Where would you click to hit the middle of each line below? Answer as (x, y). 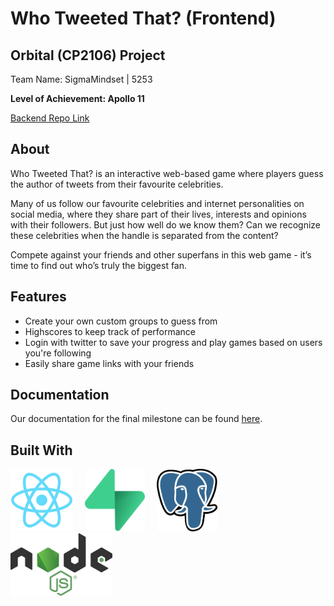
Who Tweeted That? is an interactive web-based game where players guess (167, 173)
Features (38, 297)
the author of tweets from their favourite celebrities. (117, 184)
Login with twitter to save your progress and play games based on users (173, 342)
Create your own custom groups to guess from (121, 321)
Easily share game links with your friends (109, 363)
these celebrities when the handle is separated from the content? (144, 235)
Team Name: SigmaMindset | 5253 (81, 79)
